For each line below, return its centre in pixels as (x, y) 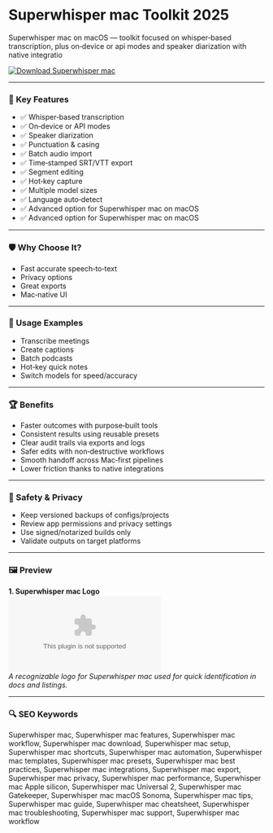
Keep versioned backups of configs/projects (95, 515)
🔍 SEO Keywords (43, 714)
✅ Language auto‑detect (61, 199)
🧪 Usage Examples (46, 323)
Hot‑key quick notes (54, 366)
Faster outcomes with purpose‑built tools (89, 426)
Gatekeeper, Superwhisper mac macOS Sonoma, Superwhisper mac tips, (131, 796)
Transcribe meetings (55, 340)
